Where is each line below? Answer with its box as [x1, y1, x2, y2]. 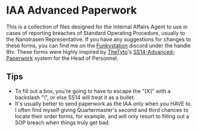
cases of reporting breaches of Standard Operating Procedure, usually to [6, 29, 186, 36]
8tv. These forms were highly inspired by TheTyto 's [6, 48, 132, 55]
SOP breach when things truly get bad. [14, 119, 110, 126]
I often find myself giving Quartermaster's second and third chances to [14, 106, 189, 113]
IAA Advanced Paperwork [6, 4, 137, 17]
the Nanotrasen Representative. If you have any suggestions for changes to [6, 36, 191, 43]
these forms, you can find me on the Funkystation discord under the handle [6, 42, 191, 49]
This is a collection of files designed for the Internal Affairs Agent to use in [6, 23, 188, 30]
